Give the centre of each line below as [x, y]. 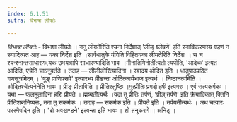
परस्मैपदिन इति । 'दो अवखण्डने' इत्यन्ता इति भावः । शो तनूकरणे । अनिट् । [92, 110]
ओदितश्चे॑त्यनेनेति [26, 86]
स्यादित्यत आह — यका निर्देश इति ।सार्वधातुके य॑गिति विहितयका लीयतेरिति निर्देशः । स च [105, 54]
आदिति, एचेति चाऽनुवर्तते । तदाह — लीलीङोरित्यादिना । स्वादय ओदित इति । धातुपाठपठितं [108, 71]
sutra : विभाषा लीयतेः [32, 20]
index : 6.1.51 [28, 14]
